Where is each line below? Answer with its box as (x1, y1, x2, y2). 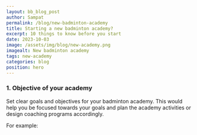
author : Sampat (6, 14, 44, 20)
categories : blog (6, 59, 50, 65)
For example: (6, 122, 39, 129)
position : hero (6, 64, 44, 70)
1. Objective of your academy (6, 84, 93, 93)
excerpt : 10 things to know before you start (6, 31, 121, 37)
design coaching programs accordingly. (6, 110, 104, 117)
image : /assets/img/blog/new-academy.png (6, 42, 111, 48)
